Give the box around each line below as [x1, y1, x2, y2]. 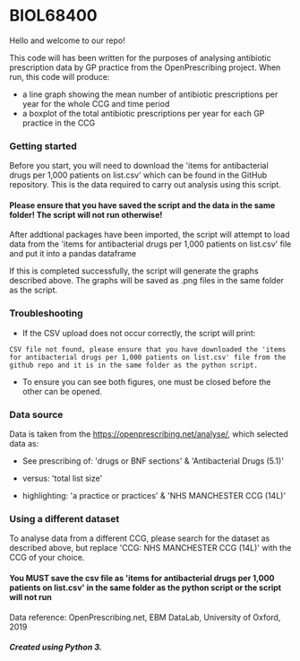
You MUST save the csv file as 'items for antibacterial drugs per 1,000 [9, 572, 275, 583]
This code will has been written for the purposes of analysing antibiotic [9, 52, 271, 63]
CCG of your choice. [9, 552, 85, 563]
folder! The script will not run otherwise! [9, 209, 163, 220]
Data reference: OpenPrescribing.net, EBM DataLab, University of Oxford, [9, 612, 281, 622]
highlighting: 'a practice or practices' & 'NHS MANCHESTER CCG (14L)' [21, 491, 287, 501]
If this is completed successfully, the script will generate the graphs [9, 265, 259, 276]
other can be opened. [21, 386, 103, 396]
